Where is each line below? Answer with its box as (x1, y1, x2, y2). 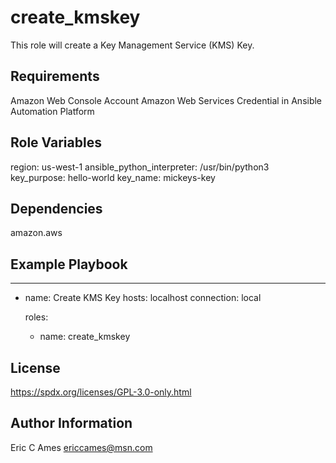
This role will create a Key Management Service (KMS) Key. (10, 39, 255, 51)
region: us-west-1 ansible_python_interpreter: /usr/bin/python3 (10, 161, 270, 173)
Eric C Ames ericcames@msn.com (10, 441, 153, 453)
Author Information (10, 415, 133, 432)
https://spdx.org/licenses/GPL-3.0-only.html (10, 386, 192, 398)
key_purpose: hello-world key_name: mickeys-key (10, 171, 216, 183)
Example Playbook (10, 256, 128, 273)
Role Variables (10, 134, 102, 151)
